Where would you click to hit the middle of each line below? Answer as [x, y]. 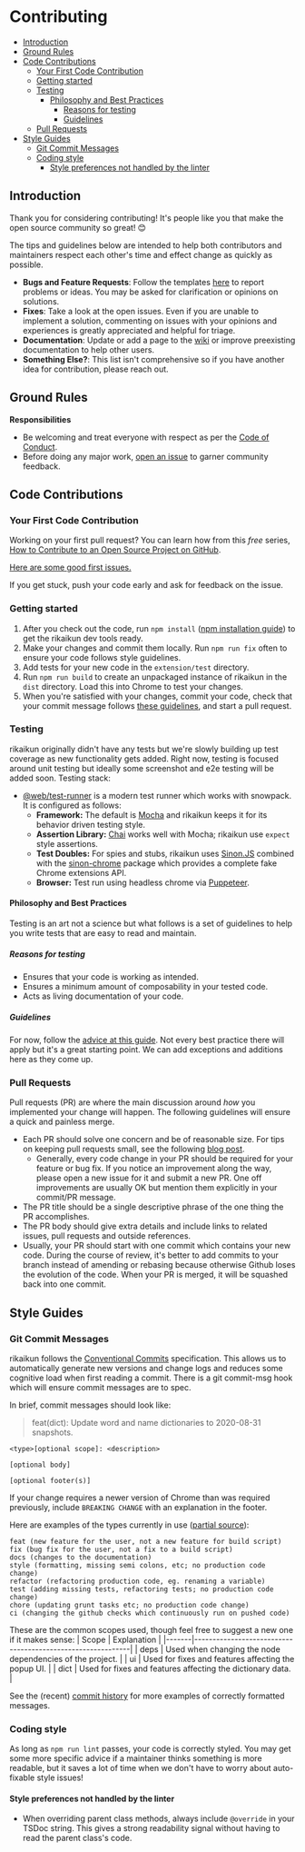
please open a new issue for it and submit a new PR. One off [149, 1178]
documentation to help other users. [89, 349]
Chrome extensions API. [81, 872]
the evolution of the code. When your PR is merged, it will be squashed [155, 1275]
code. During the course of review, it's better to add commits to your [150, 1255]
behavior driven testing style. [90, 824]
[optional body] [40, 1465]
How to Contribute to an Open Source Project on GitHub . [115, 550]
